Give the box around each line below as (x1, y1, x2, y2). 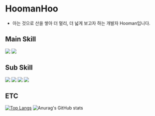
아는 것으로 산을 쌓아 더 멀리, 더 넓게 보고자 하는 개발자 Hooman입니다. (12, 20, 151, 26)
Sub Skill (5, 63, 33, 72)
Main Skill (5, 35, 36, 43)
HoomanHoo (5, 3, 58, 14)
